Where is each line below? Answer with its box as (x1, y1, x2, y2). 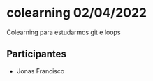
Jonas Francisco (16, 66, 65, 75)
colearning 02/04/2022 (6, 5, 147, 21)
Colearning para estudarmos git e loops (6, 28, 121, 36)
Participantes (6, 48, 67, 60)
